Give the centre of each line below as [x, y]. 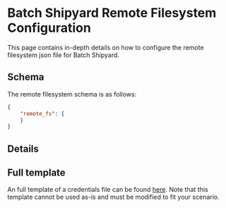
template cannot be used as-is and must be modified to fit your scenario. [113, 197]
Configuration [49, 28]
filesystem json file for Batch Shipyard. [64, 55]
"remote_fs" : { [42, 114]
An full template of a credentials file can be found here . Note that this [108, 190]
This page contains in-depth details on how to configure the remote [106, 47]
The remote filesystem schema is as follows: [72, 94]
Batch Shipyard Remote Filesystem [112, 13]
